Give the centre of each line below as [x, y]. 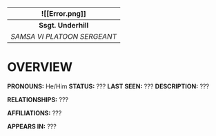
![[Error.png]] [63, 13]
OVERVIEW [40, 67]
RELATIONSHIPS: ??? [38, 99]
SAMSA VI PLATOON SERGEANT [64, 36]
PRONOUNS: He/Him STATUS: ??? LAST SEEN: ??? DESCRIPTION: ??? [108, 86]
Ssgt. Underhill [64, 25]
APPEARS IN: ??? [32, 126]
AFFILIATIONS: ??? [35, 113]
